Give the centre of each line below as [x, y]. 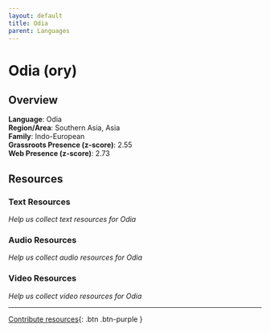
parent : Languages [39, 31]
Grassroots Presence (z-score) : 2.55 [70, 145]
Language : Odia [35, 119]
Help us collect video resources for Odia [75, 296]
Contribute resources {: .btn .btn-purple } [76, 319]
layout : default [35, 16]
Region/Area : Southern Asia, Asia [64, 128]
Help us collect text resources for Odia [72, 219]
